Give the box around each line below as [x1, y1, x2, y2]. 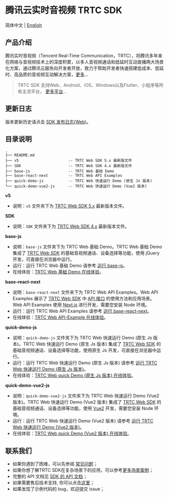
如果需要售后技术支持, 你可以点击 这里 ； [12, 480, 95, 486]
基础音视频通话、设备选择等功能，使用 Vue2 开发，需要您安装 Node [12, 405, 153, 412]
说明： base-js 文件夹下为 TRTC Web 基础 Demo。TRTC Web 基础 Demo [12, 244, 162, 250]
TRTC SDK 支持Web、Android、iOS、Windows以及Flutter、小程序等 [17, 82, 159, 88]
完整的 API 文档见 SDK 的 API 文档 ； [12, 473, 88, 479]
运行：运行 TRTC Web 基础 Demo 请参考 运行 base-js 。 [12, 263, 128, 269]
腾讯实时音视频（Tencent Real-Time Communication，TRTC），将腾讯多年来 [5, 52, 162, 58]
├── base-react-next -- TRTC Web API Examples [5, 173, 123, 178]
